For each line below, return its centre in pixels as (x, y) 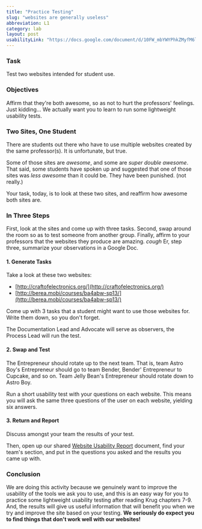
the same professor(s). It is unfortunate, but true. (67, 151)
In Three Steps (28, 215)
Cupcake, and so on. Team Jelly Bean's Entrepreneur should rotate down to (100, 376)
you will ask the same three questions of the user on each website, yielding (99, 400)
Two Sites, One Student (41, 131)
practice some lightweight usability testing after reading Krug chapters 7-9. (99, 500)
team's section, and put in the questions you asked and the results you (94, 452)
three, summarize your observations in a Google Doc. (72, 248)
